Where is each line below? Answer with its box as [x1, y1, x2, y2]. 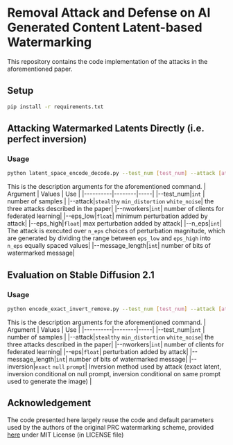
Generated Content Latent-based [7, 19, 202, 35]
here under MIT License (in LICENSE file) [7, 430, 124, 439]
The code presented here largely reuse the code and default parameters [7, 415, 214, 424]
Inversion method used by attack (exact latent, [89, 362, 222, 371]
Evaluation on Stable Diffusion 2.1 [7, 269, 155, 280]
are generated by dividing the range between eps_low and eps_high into [7, 234, 212, 242]
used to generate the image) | [7, 377, 92, 385]
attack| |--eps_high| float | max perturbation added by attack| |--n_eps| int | [7, 219, 222, 228]
